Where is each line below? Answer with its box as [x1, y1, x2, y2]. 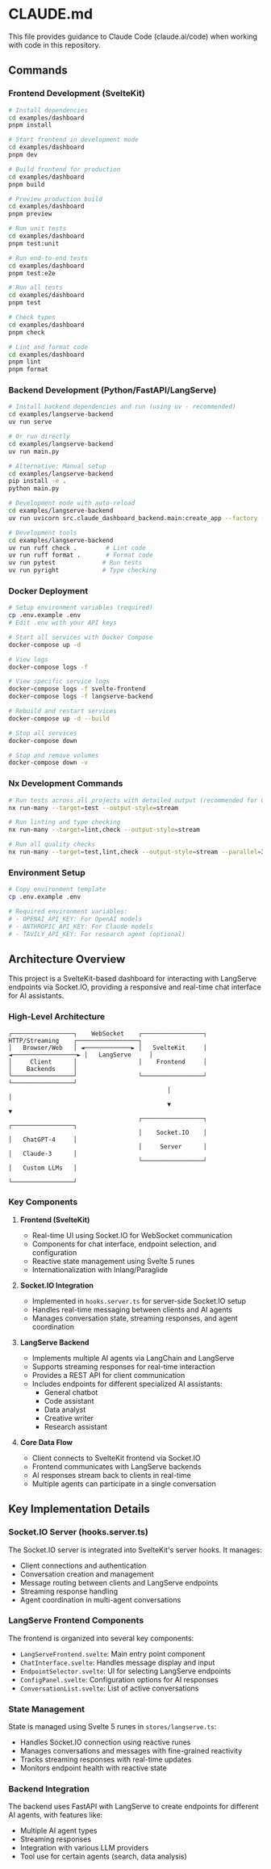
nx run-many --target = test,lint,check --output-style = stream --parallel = [8, 848, 262, 856]
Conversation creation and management [19, 1569, 155, 1579]
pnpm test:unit [8, 239, 60, 247]
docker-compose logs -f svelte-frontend [8, 685, 147, 693]
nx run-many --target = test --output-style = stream [8, 804, 179, 812]
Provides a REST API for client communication [31, 1370, 186, 1380]
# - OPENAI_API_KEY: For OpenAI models [8, 914, 143, 923]
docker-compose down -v [8, 758, 89, 767]
